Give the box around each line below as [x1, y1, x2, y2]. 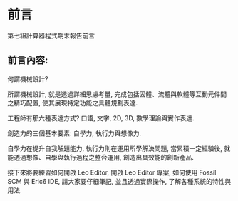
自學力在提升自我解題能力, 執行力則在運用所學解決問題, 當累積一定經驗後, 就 [7, 144, 230, 153]
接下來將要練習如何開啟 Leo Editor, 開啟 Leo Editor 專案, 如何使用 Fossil [7, 168, 217, 177]
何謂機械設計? [7, 74, 48, 83]
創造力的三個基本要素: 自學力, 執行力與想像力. [7, 129, 141, 138]
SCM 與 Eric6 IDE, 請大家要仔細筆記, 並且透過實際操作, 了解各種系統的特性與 [7, 177, 232, 185]
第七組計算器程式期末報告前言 [7, 31, 95, 40]
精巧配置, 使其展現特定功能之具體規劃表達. [13, 98, 138, 107]
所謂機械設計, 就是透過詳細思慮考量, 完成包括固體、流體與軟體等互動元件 [7, 90, 221, 98]
